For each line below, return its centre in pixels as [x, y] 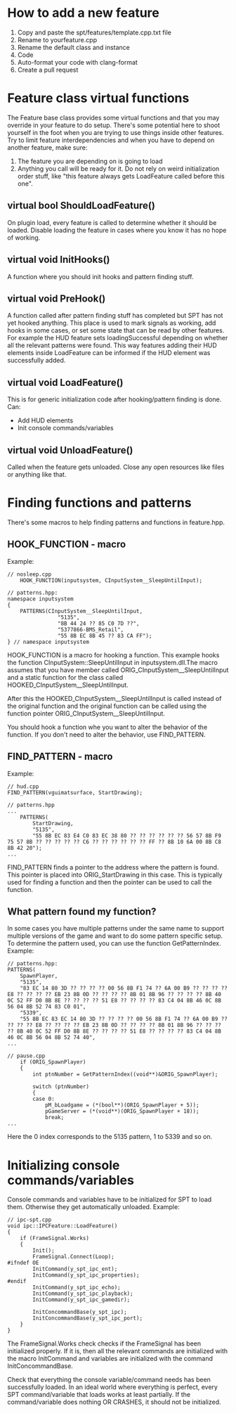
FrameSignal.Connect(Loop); [73, 1257]
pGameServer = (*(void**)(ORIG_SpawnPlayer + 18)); [122, 1111]
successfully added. [37, 361]
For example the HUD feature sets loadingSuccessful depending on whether [118, 338]
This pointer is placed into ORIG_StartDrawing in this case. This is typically [115, 875]
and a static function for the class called [65, 677]
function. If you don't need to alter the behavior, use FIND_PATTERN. [106, 734]
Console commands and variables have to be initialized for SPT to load [110, 1199]
